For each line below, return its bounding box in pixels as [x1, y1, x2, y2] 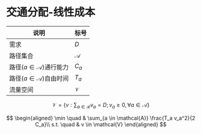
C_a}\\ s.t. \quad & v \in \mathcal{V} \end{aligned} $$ [35, 121, 167, 128]
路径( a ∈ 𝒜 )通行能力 [9, 62, 69, 71]
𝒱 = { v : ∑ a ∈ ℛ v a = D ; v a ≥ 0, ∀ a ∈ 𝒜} [52, 101, 150, 110]
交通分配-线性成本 [6, 5, 96, 19]
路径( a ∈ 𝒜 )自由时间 [9, 74, 69, 82]
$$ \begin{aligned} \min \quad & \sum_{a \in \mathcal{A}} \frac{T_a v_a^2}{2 [6, 114, 196, 121]
